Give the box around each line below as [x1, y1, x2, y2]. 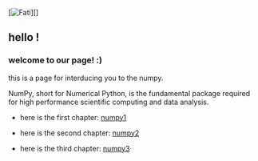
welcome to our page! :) [8, 54, 102, 66]
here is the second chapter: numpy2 [19, 128, 140, 138]
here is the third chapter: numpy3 [19, 143, 130, 153]
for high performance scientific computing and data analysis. [8, 97, 209, 107]
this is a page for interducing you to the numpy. [8, 73, 164, 83]
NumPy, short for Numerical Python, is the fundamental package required [8, 88, 250, 98]
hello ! [8, 30, 40, 44]
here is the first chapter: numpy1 [19, 112, 127, 122]
